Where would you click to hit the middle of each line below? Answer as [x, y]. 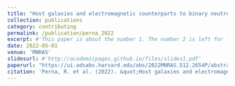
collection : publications [45, 20]
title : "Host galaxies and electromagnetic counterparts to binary [108, 14]
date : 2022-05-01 [33, 46]
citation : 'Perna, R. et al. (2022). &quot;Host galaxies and [100, 71]
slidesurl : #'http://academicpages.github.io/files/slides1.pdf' [104, 59]
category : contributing [42, 26]
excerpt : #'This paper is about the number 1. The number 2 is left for [115, 40]
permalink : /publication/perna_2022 [60, 33]
